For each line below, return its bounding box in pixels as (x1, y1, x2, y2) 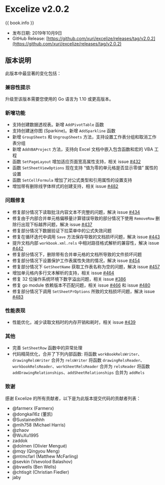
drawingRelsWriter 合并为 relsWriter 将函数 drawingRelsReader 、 (12, 357, 145, 363)
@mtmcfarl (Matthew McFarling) (12, 453, 79, 459)
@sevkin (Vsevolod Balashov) (12, 458, 73, 464)
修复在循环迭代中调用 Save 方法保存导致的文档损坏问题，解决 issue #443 (12, 233, 160, 240)
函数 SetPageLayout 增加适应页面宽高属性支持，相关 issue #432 (12, 159, 141, 165)
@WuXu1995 (12, 432, 39, 438)
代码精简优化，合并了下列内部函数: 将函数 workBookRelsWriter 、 (12, 351, 142, 357)
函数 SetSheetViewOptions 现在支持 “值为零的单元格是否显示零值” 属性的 (12, 165, 158, 171)
